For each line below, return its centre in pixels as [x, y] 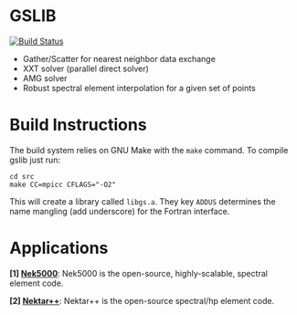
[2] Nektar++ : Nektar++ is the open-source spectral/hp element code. [142, 300]
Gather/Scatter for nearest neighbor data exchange [119, 58]
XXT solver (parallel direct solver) [85, 68]
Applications [59, 248]
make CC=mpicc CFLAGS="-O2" [63, 184]
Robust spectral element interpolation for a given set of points [139, 88]
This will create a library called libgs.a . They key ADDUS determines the [143, 201]
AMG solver [45, 78]
